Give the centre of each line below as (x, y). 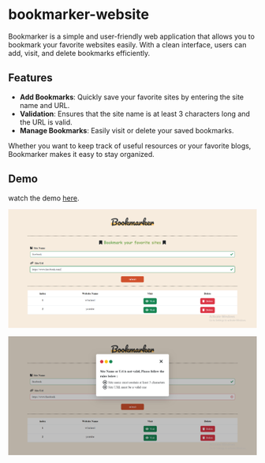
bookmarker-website (79, 15)
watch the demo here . (44, 198)
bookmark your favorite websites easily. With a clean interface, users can (127, 44)
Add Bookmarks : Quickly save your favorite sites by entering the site (132, 97)
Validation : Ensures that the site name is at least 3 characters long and (135, 114)
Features (30, 78)
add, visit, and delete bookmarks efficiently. (79, 53)
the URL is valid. (46, 122)
